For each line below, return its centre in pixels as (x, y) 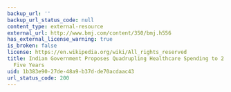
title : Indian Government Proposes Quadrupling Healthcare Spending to (112, 59)
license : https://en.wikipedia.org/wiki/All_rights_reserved (97, 53)
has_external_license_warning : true (60, 39)
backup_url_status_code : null (51, 20)
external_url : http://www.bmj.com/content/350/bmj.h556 (89, 33)
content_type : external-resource (55, 26)
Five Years (29, 65)
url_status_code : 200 (38, 78)
